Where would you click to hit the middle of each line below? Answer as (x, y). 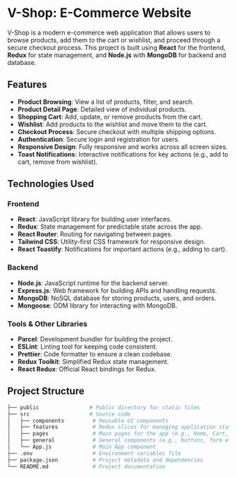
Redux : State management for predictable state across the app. (110, 227)
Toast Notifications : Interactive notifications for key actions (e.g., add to (123, 154)
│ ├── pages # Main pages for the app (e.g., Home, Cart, (118, 434)
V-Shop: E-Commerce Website (99, 13)
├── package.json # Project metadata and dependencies (105, 460)
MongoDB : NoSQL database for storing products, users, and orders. (117, 298)
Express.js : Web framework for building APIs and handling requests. (117, 290)
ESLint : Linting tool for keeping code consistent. (87, 346)
